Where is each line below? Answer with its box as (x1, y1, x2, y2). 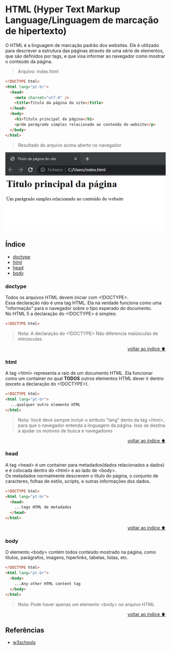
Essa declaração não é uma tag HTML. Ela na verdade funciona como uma (5, 300, 162, 306)
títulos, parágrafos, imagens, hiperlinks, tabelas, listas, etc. (5, 555, 129, 561)
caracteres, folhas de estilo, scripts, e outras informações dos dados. (5, 478, 151, 484)
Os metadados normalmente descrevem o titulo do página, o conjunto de (5, 472, 159, 478)
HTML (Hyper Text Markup (5, 4, 121, 15)
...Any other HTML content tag (14, 581, 81, 587)
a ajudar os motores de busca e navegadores (17, 427, 113, 434)
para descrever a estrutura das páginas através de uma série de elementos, (5, 47, 164, 54)
